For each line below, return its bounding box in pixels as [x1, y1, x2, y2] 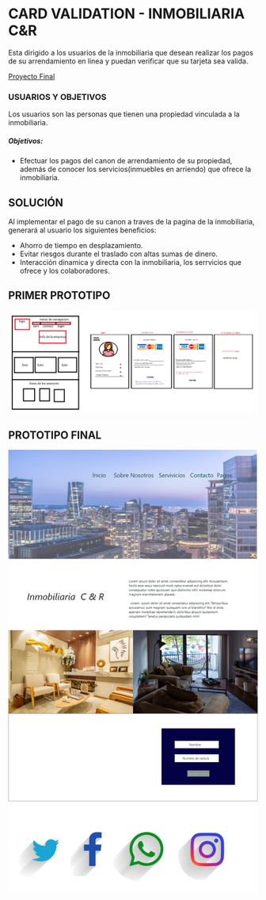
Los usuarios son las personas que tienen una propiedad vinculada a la [8, 109, 240, 119]
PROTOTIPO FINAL [8, 428, 102, 442]
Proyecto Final [8, 71, 55, 81]
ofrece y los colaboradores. [19, 266, 110, 276]
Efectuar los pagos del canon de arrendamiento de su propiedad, [19, 156, 233, 166]
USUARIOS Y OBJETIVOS [8, 91, 107, 102]
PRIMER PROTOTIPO [8, 289, 111, 302]
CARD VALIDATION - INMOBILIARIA [8, 5, 245, 23]
